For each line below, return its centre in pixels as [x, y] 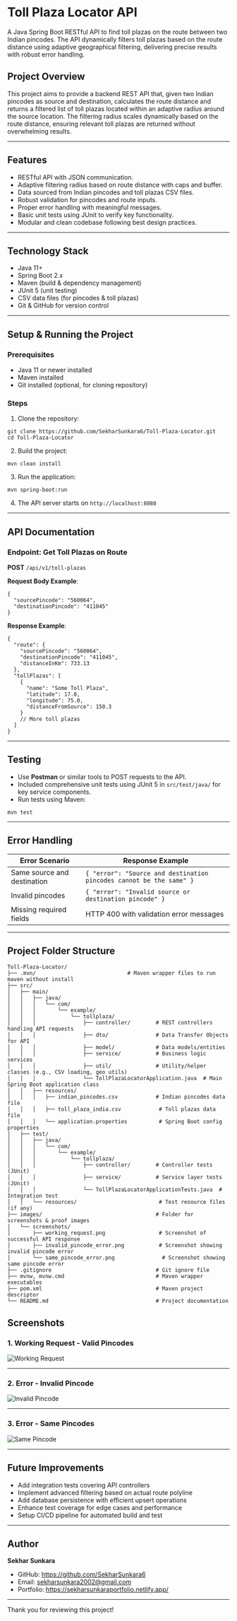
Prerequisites [31, 354]
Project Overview [46, 77]
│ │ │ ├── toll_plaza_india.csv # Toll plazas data [112, 1110]
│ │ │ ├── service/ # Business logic [107, 1054]
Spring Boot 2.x [40, 276]
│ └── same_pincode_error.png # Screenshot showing [116, 1258]
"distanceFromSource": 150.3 [69, 707]
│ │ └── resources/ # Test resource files [116, 1202]
